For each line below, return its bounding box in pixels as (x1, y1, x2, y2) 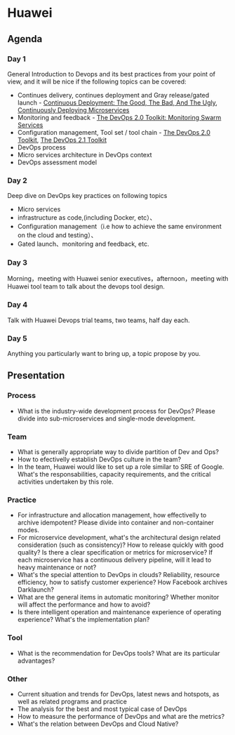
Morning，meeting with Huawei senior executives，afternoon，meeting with (7, 274, 229, 283)
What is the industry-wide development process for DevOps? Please (17, 406, 215, 415)
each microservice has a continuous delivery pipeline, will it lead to (17, 556, 212, 564)
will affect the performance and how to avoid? (17, 600, 151, 609)
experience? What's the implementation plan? (17, 616, 150, 624)
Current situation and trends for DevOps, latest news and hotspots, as (17, 689, 220, 698)
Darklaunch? (17, 585, 55, 594)
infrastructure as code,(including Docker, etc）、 (17, 213, 156, 222)
